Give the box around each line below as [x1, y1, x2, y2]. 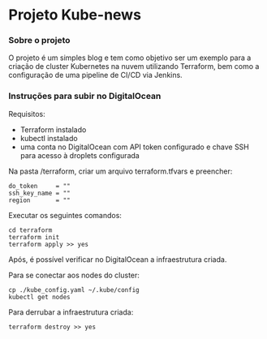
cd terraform [8, 225, 53, 234]
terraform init [8, 233, 60, 241]
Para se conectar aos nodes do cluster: [8, 270, 140, 280]
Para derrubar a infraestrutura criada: [8, 307, 134, 317]
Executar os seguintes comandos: [8, 210, 122, 220]
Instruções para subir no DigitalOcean [8, 91, 161, 102]
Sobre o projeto [8, 35, 71, 46]
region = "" [8, 196, 71, 204]
